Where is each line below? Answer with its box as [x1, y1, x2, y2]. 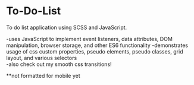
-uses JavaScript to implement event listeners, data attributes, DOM [6, 35, 173, 42]
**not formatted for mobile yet [6, 72, 80, 79]
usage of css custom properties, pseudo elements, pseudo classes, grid [6, 48, 183, 55]
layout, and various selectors [6, 54, 77, 61]
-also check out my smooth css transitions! [6, 61, 112, 68]
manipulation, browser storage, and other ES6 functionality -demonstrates [6, 42, 189, 49]
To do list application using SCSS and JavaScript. [6, 24, 127, 31]
